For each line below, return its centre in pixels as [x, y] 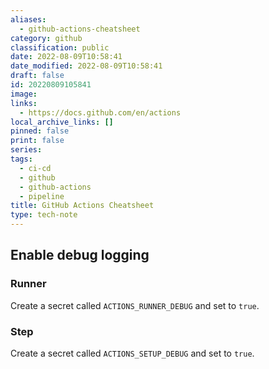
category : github [46, 38]
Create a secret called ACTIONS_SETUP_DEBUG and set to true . [132, 353]
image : [24, 94]
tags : [21, 159]
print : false [37, 141]
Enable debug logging [80, 255]
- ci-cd [35, 168]
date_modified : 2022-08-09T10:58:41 [86, 66]
